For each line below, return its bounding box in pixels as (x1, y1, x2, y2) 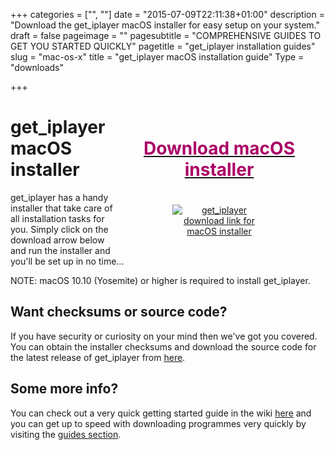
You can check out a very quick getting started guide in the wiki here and (10, 407, 312, 419)
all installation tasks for (10, 212, 105, 224)
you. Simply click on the (10, 223, 109, 235)
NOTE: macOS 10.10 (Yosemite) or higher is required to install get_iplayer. (10, 274, 311, 286)
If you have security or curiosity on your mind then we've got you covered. (10, 330, 318, 342)
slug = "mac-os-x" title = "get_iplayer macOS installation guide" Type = (10, 51, 305, 63)
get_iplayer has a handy (10, 191, 109, 203)
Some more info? (10, 380, 119, 398)
